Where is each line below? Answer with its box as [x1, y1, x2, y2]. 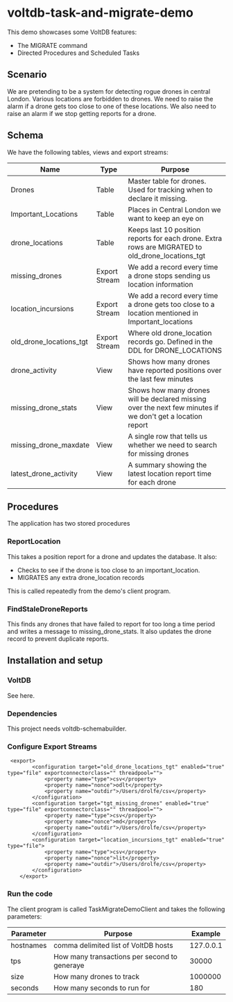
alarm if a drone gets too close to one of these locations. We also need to [7, 102, 216, 110]
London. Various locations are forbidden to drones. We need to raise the [7, 94, 214, 103]
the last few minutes [128, 374, 194, 383]
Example [191, 928, 221, 938]
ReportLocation [7, 537, 61, 546]
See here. [7, 691, 35, 699]
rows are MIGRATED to [128, 242, 202, 251]
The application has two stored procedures [7, 519, 130, 528]
